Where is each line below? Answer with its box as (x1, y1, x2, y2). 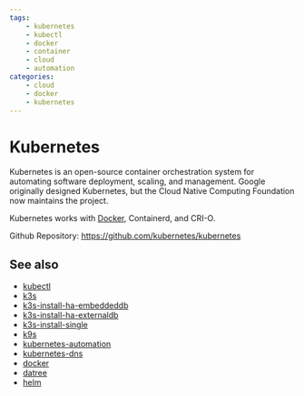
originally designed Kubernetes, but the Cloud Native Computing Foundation (9, 186, 295, 197)
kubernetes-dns (22, 348, 83, 359)
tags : (9, 13, 30, 23)
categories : (9, 72, 54, 82)
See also (9, 256, 59, 272)
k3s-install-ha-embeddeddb (22, 300, 129, 311)
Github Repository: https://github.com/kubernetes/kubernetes (9, 230, 241, 241)
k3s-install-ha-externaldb (22, 310, 119, 321)
